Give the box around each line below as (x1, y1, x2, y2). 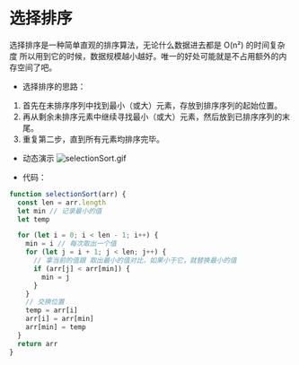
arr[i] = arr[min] (25, 315, 94, 324)
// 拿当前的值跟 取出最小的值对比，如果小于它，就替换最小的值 (32, 256, 237, 265)
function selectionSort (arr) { (9, 189, 127, 198)
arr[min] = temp (25, 323, 87, 332)
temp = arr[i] (25, 306, 78, 315)
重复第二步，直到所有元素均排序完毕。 (22, 134, 164, 144)
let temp (17, 214, 50, 224)
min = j (41, 273, 70, 282)
